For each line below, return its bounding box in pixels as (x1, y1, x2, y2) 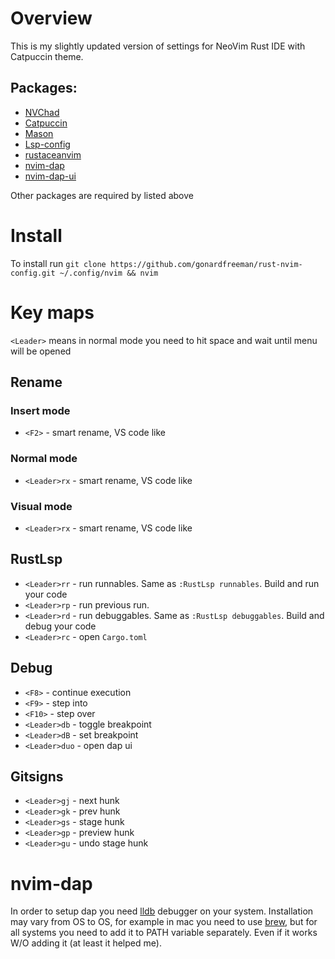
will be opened (10, 345, 72, 357)
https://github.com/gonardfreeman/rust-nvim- (109, 259, 303, 269)
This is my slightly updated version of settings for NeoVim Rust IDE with (10, 40, 306, 52)
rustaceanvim (24, 148, 82, 161)
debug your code (24, 620, 97, 632)
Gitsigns (10, 768, 64, 785)
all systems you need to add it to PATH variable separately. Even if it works (10, 927, 318, 939)
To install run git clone (10, 257, 107, 269)
